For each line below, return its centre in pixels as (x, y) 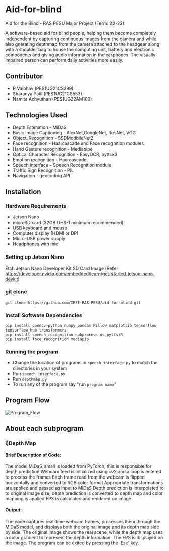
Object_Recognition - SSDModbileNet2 (53, 138)
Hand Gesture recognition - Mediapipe (52, 149)
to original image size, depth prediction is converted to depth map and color (84, 493)
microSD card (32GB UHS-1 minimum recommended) (68, 223)
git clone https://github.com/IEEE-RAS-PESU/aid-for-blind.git (73, 303)
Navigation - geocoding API (41, 175)
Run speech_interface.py (39, 374)
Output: (13, 510)
